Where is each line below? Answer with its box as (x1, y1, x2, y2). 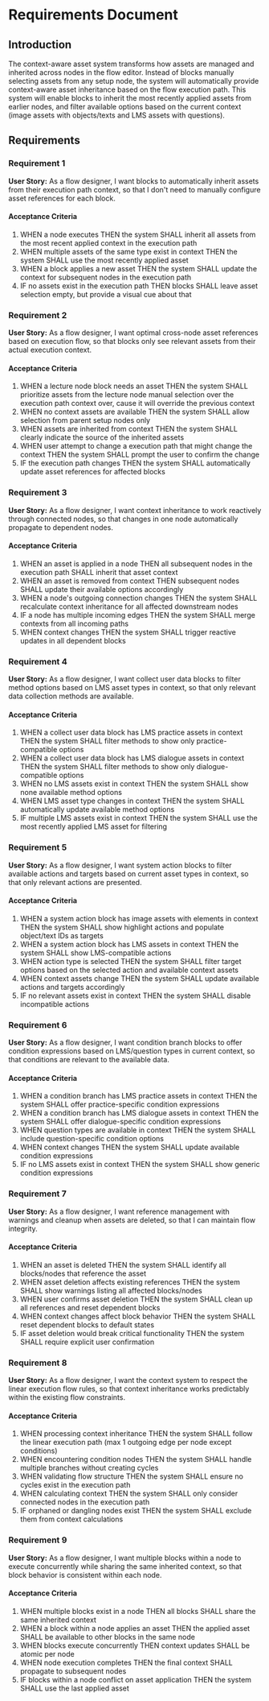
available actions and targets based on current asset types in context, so (8, 868, 249, 879)
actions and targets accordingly (19, 982, 125, 991)
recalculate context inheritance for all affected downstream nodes (19, 602, 238, 611)
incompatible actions (19, 999, 90, 1008)
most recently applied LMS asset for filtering (19, 822, 167, 831)
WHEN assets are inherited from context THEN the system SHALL (19, 424, 238, 434)
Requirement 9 (8, 1534, 67, 1546)
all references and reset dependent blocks (19, 1302, 161, 1312)
